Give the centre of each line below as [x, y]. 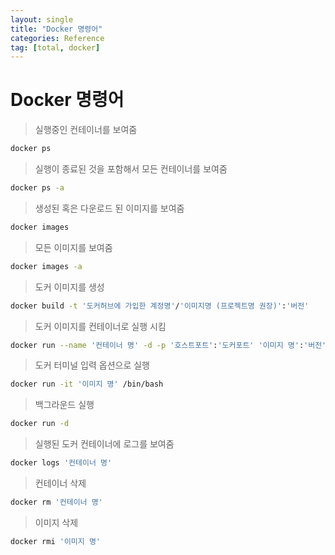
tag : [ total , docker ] [55, 47]
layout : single [42, 19]
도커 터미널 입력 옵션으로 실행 [92, 365]
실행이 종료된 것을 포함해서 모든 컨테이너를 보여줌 [131, 169]
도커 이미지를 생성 [69, 287]
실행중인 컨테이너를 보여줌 [86, 130]
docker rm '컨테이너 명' [56, 502]
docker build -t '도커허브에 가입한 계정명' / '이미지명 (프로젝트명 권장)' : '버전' [160, 306]
